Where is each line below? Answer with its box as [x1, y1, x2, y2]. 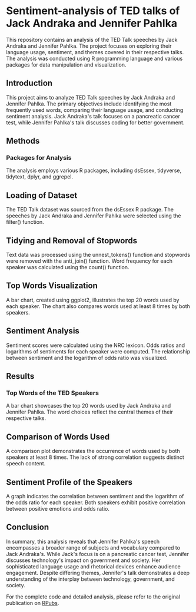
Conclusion [6, 522, 49, 532]
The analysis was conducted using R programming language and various [6, 55, 183, 62]
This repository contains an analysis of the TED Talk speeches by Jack [6, 36, 178, 43]
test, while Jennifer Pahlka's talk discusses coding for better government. [6, 119, 185, 126]
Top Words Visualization [6, 281, 98, 291]
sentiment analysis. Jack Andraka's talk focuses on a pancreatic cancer [6, 113, 181, 120]
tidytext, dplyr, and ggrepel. [6, 173, 74, 180]
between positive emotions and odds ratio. [6, 505, 110, 512]
